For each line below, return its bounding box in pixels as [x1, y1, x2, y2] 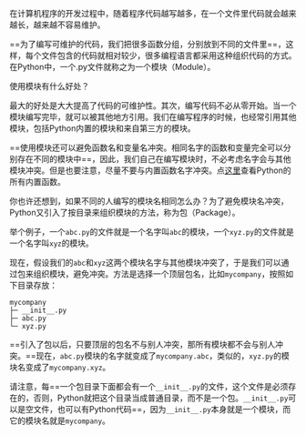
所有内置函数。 [9, 177, 66, 187]
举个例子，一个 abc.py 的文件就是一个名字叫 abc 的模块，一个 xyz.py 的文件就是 [9, 227, 294, 237]
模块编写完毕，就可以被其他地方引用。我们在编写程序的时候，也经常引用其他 [9, 112, 297, 122]
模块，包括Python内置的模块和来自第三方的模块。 [9, 123, 196, 134]
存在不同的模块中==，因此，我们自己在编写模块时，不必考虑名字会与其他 [16, 154, 291, 164]
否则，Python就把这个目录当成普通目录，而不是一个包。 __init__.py [33, 392, 289, 403]
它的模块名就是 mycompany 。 [9, 415, 111, 426]
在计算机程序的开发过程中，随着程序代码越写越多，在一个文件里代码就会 [9, 8, 280, 18]
